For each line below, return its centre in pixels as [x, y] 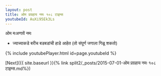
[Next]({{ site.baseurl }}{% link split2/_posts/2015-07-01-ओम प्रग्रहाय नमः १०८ [81, 63]
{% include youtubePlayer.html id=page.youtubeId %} [61, 53]
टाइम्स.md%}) [18, 68]
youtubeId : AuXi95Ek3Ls [30, 19]
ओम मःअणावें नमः [18, 33]
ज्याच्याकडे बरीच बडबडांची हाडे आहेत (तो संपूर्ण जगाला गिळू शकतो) [65, 43]
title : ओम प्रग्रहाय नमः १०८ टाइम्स [34, 14]
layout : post [19, 10]
